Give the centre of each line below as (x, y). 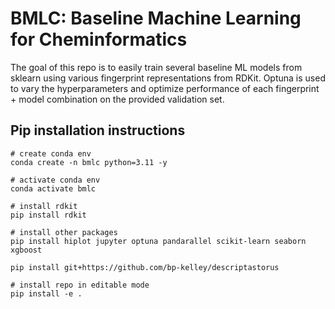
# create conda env (51, 153)
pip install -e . (46, 293)
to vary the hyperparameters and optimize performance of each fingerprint (165, 88)
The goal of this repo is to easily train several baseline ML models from (156, 67)
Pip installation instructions (98, 130)
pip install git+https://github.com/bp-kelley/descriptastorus (145, 267)
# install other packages (64, 232)
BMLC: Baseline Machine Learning (156, 18)
